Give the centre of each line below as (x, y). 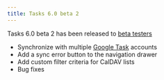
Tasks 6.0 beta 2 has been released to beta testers (80, 33)
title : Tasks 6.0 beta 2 (43, 14)
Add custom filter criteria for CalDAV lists (76, 62)
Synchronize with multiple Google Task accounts (87, 47)
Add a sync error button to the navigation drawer (87, 54)
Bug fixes (31, 69)
